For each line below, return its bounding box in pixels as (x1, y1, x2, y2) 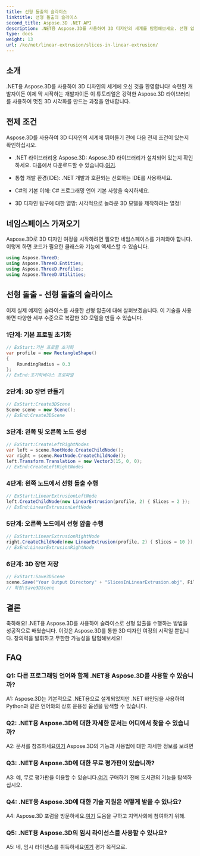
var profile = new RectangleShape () (6, 350, 97, 356)
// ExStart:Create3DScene (6, 401, 70, 407)
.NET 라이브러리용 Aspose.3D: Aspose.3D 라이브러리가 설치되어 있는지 (14, 154, 183, 161)
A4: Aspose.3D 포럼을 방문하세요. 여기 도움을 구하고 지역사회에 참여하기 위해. (6, 812, 186, 819)
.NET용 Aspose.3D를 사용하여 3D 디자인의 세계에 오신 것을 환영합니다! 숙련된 (6, 82, 187, 90)
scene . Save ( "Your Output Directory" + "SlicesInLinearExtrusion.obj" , (6, 579, 185, 585)
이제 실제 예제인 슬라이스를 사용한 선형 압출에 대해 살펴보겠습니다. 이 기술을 (6, 306, 181, 314)
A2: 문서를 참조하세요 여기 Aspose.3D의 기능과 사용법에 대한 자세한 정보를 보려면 (6, 743, 194, 750)
